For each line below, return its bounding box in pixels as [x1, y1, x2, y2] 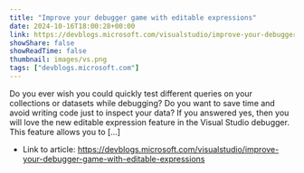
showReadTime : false [9, 47, 88, 56]
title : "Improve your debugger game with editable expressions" [9, 13, 257, 23]
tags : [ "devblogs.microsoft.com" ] [9, 64, 140, 73]
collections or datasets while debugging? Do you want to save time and [9, 97, 276, 108]
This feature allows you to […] [9, 126, 120, 137]
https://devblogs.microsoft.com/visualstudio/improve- [77, 143, 280, 154]
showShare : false [9, 38, 75, 48]
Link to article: [22, 143, 76, 154]
